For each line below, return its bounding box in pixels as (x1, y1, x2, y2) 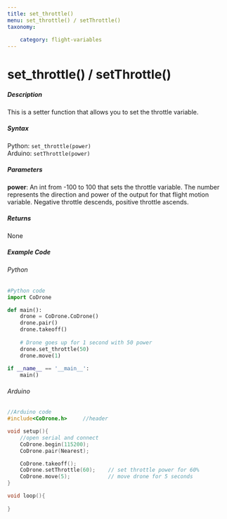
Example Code (7, 247, 51, 256)
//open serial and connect (20, 434, 99, 441)
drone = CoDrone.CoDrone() (20, 313, 99, 320)
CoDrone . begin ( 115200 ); (20, 440, 90, 448)
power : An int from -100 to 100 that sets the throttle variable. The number (7, 183, 220, 192)
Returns (7, 213, 32, 222)
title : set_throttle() (7, 10, 74, 18)
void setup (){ (7, 428, 49, 435)
